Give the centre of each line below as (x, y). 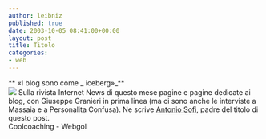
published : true (35, 23)
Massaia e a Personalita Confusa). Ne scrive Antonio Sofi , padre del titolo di (133, 109)
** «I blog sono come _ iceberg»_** (66, 83)
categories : (28, 53)
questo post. (29, 117)
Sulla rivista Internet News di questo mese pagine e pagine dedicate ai (134, 92)
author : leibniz (35, 16)
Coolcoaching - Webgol (47, 126)
